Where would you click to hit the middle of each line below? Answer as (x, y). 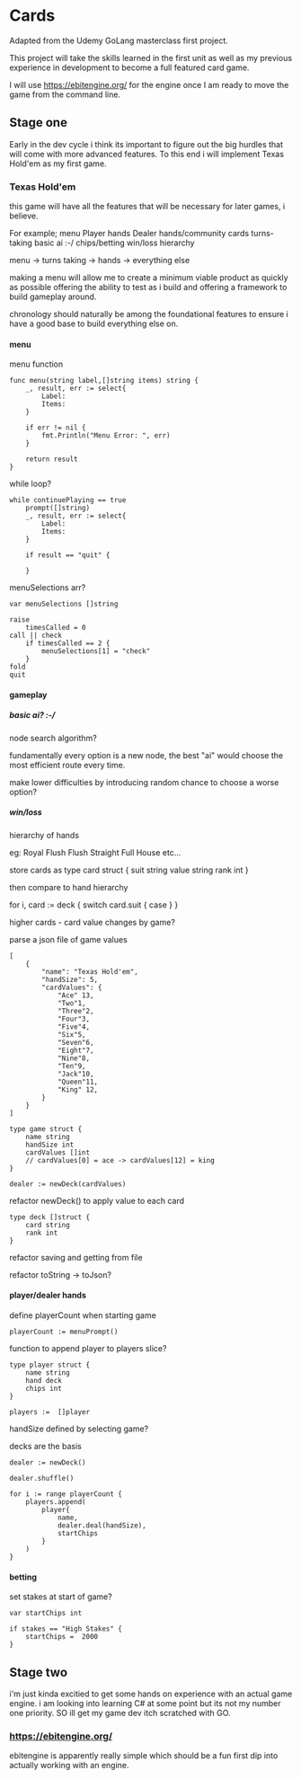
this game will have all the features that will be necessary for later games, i (147, 207)
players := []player (50, 1412)
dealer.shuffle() (42, 1478)
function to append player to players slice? (88, 1348)
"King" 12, (78, 1089)
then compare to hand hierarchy (69, 887)
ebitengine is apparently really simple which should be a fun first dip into (144, 1756)
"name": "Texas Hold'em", (90, 971)
